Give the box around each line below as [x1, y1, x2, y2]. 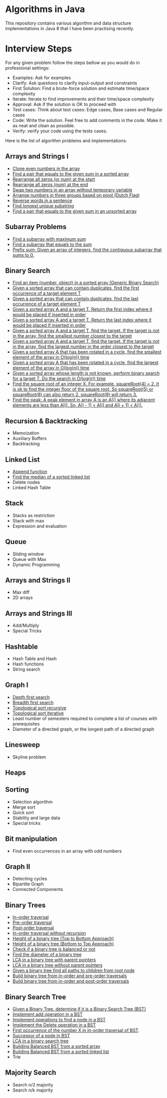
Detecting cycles [12, 876, 47, 882]
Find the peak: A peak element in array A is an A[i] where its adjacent [12, 397, 155, 403]
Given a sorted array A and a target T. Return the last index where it [12, 317, 151, 323]
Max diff [12, 589, 30, 595]
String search [12, 666, 40, 672]
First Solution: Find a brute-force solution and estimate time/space [12, 85, 149, 91]
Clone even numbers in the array [12, 165, 80, 171]
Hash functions [12, 661, 44, 667]
